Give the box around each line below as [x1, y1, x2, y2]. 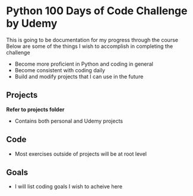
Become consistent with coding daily [14, 66, 106, 73]
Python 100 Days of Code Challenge [6, 4, 188, 18]
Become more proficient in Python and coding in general [14, 60, 153, 68]
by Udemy [6, 17, 58, 30]
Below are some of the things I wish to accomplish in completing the [6, 43, 173, 50]
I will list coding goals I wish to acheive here [14, 183, 123, 190]
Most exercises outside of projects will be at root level [14, 150, 147, 158]
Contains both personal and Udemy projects [14, 117, 124, 124]
